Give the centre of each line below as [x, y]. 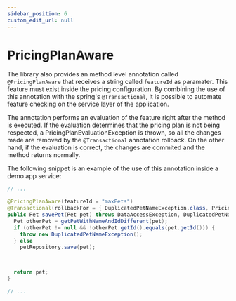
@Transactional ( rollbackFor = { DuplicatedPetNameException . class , [108, 208]
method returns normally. [44, 155]
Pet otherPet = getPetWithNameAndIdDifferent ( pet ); [91, 221]
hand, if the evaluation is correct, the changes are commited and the [106, 147]
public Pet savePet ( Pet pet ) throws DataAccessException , [94, 215]
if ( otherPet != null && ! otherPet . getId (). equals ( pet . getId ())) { [114, 228]
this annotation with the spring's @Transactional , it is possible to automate [114, 97]
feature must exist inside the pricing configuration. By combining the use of [116, 89]
